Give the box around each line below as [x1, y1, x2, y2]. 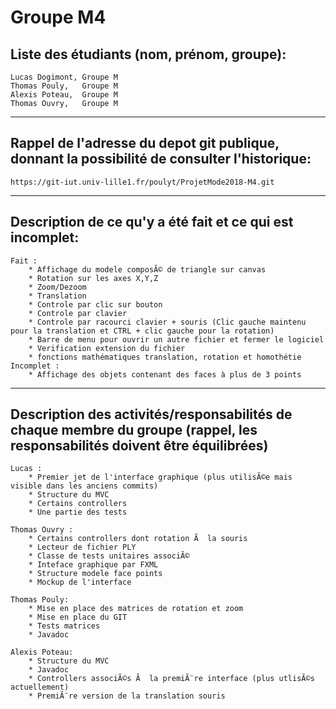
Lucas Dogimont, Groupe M [10, 72, 118, 82]
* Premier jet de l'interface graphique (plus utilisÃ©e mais [28, 472, 293, 483]
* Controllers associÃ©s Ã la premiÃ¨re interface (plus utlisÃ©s [28, 674, 315, 684]
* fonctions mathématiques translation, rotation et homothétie [28, 352, 302, 362]
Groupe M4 [10, 6, 107, 29]
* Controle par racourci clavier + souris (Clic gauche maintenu [28, 317, 307, 327]
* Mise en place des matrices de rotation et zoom [28, 604, 244, 614]
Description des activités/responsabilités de [10, 406, 293, 423]
